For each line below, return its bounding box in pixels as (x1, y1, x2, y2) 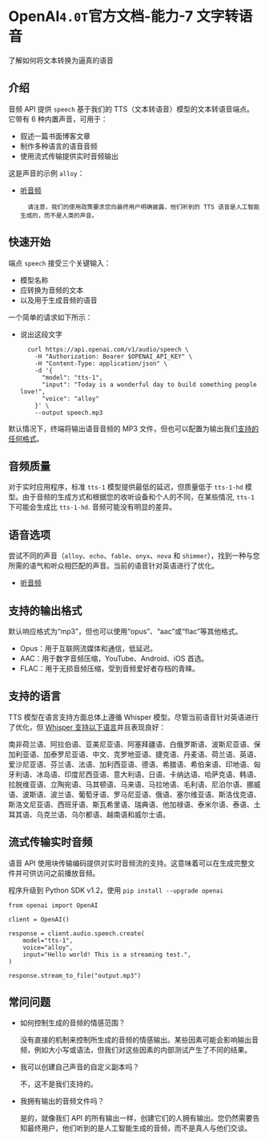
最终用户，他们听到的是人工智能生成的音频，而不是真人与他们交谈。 (26, 1123, 252, 1133)
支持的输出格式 (8, 604, 82, 617)
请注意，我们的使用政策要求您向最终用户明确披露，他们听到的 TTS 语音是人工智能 (27, 202, 260, 211)
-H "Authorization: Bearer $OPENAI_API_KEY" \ (34, 352, 193, 360)
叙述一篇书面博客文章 (19, 131, 90, 140)
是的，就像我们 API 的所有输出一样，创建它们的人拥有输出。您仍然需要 (19, 1114, 254, 1123)
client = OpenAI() (8, 915, 70, 923)
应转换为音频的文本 (19, 285, 84, 295)
